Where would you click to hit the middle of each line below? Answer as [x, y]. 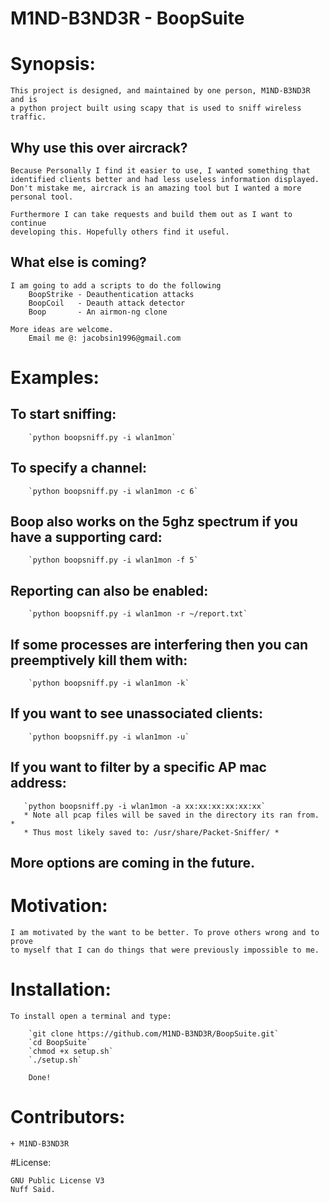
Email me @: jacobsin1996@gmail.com [105, 338]
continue [28, 223]
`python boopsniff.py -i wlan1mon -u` [109, 737]
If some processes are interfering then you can [159, 644]
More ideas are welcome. [62, 329]
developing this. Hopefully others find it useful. [120, 232]
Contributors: [68, 1117]
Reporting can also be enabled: [109, 590]
